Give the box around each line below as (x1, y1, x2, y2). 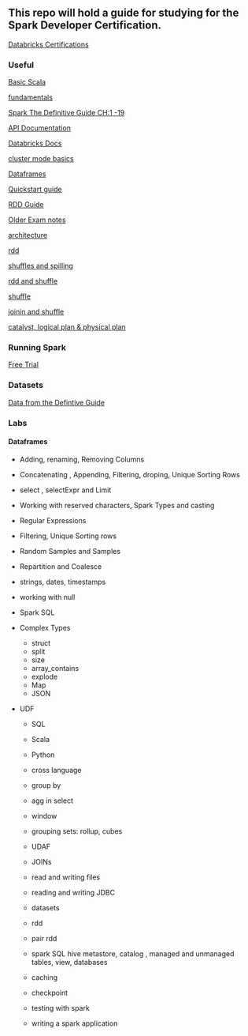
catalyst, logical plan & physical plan (8, 322, 126, 332)
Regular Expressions (19, 515, 87, 525)
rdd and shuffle (8, 277, 58, 286)
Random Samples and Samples (19, 546, 120, 556)
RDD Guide (8, 200, 45, 209)
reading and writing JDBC (31, 887, 116, 897)
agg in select (31, 796, 73, 805)
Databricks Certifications (8, 40, 89, 49)
